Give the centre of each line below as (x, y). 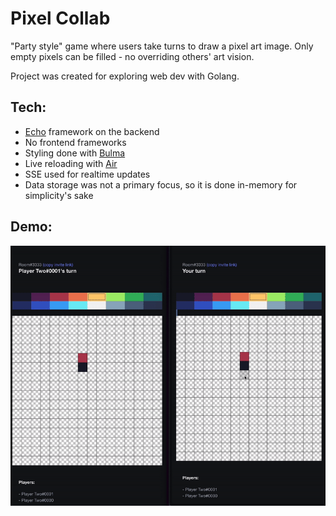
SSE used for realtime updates (87, 174)
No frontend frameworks (75, 142)
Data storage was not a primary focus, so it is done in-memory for (161, 184)
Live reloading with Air (71, 163)
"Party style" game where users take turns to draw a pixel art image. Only (162, 46)
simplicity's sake (59, 195)
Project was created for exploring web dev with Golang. (125, 76)
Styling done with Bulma (75, 153)
